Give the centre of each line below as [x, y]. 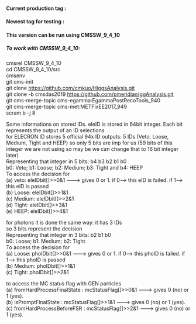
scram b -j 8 [21, 113]
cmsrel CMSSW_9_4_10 [34, 63]
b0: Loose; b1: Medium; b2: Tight [46, 241]
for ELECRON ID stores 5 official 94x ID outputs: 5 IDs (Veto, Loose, [87, 136]
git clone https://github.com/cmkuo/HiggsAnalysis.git [71, 88]
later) [13, 155]
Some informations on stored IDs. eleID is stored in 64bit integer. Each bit [94, 124]
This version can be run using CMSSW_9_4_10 [63, 35]
